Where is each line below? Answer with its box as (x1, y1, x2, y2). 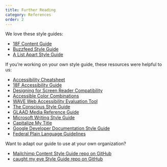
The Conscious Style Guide (12, 104, 70, 110)
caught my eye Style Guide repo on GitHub (12, 156, 103, 162)
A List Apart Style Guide (12, 51, 63, 58)
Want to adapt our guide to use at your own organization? (5, 141, 126, 147)
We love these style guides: (5, 31, 63, 37)
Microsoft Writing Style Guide (12, 115, 75, 121)
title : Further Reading (5, 7, 56, 13)
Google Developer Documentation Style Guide (12, 125, 110, 131)
